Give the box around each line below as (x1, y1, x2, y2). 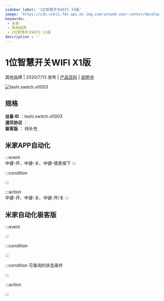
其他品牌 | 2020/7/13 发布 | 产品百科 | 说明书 (5, 74, 94, 80)
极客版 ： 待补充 (5, 125, 38, 131)
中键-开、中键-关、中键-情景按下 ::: (5, 160, 76, 166)
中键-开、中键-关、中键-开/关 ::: (5, 195, 69, 201)
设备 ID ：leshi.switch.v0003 (5, 113, 62, 119)
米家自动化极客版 (5, 210, 57, 219)
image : (5, 12, 19, 17)
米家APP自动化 (5, 141, 50, 150)
